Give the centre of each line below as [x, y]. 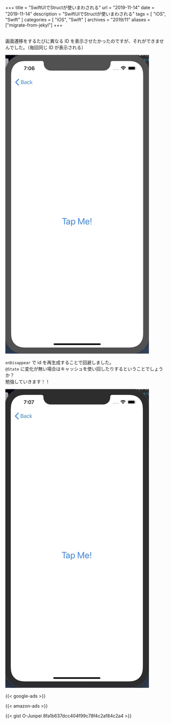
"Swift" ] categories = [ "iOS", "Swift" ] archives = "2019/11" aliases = [78, 20]
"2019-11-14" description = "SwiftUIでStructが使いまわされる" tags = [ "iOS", [86, 14]
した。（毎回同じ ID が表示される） [50, 47]
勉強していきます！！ [28, 382]
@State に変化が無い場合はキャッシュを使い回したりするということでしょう [84, 369]
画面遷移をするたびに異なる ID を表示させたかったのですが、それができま [82, 41]
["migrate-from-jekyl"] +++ [34, 25]
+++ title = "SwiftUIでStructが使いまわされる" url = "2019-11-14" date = [80, 7]
